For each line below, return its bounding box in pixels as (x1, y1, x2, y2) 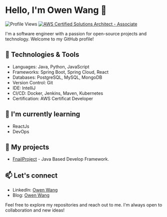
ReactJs (12, 123, 29, 129)
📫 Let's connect (5, 171, 58, 180)
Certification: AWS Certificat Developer (12, 95, 93, 101)
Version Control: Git (12, 79, 53, 85)
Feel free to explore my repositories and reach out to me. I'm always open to (5, 202, 162, 208)
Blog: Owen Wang (12, 192, 50, 199)
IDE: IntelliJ (12, 85, 36, 91)
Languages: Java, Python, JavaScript (12, 63, 89, 69)
